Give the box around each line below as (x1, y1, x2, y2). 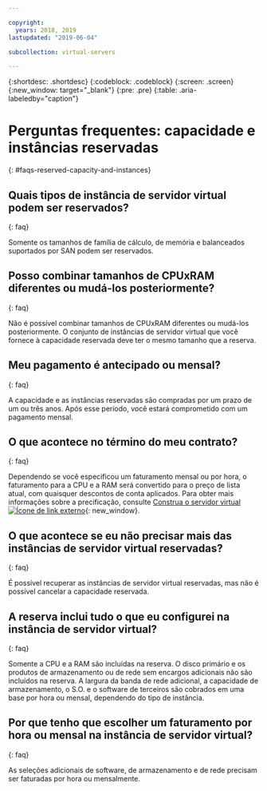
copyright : (8, 18, 45, 26)
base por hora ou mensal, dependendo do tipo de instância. (8, 693, 205, 703)
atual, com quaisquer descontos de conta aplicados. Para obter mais (8, 489, 234, 499)
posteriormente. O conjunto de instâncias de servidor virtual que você (8, 327, 239, 336)
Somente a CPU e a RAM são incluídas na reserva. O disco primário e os (8, 659, 245, 669)
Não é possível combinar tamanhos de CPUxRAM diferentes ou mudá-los (8, 318, 249, 328)
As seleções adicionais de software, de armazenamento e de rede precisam (8, 765, 257, 775)
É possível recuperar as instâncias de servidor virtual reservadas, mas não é (8, 578, 259, 588)
